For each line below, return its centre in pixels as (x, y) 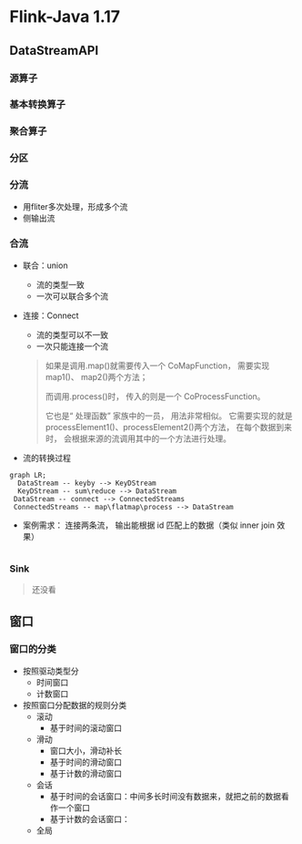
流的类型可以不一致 (72, 335)
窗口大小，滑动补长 (86, 750)
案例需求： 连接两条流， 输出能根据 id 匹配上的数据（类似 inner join (149, 525)
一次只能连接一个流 (72, 346)
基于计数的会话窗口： (90, 818)
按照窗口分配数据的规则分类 (75, 705)
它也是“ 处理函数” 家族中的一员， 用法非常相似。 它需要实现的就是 (169, 416)
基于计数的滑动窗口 (86, 773)
